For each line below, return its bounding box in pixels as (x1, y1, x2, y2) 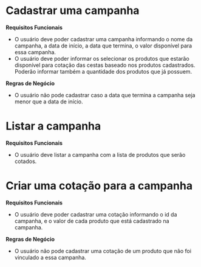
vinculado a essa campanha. (14, 254, 86, 261)
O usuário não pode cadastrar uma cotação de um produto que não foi (14, 247, 192, 254)
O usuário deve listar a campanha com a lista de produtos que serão (14, 151, 186, 158)
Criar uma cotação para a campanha (5, 179, 192, 193)
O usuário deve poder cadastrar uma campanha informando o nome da (14, 35, 193, 43)
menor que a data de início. (14, 98, 83, 105)
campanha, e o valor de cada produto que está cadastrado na (14, 217, 169, 224)
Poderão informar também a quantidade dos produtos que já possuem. (14, 68, 192, 75)
